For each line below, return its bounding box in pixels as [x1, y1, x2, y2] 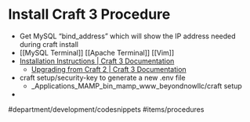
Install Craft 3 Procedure [8, 5, 171, 23]
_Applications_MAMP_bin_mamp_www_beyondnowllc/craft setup [31, 81, 243, 91]
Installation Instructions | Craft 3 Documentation [19, 56, 175, 66]
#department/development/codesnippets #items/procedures [8, 104, 205, 114]
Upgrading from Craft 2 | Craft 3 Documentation [31, 64, 187, 74]
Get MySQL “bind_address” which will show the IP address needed [19, 31, 237, 41]
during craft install [19, 39, 78, 48]
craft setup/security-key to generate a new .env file [19, 73, 186, 82]
